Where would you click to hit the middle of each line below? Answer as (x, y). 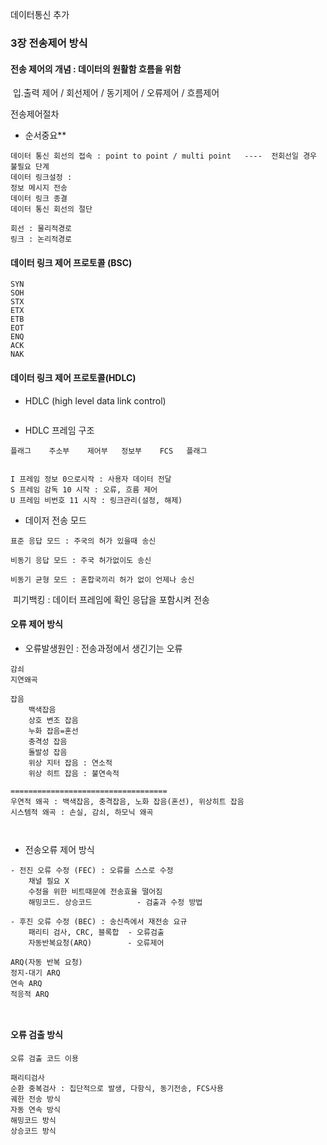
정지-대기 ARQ (35, 973)
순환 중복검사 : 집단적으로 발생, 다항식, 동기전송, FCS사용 (117, 1088)
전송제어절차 (35, 114)
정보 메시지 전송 (39, 188)
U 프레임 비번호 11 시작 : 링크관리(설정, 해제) (96, 500)
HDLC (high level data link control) (95, 400)
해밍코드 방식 (33, 1120)
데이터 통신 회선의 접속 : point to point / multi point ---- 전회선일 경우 (164, 156)
